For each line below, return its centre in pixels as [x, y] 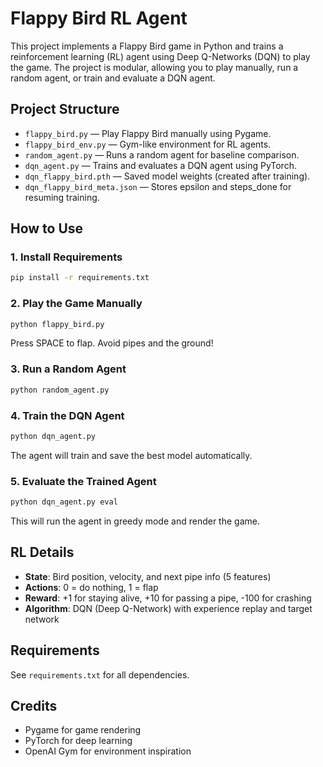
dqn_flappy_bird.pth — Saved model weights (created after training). [167, 176]
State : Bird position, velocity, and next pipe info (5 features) [148, 576]
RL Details [42, 552]
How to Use [47, 228]
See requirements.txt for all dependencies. [100, 674]
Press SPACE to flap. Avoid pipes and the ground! [112, 343]
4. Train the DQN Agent [67, 415]
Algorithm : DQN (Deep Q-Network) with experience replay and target [168, 608]
